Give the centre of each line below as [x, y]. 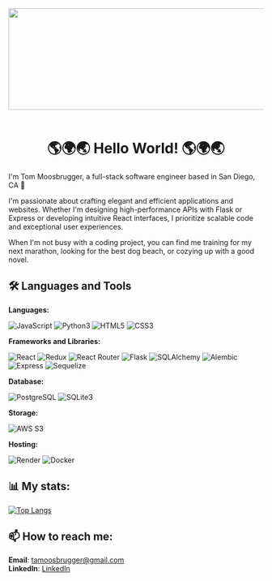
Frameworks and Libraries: [55, 341]
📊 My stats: [39, 486]
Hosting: [23, 444]
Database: [26, 381]
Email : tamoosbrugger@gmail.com [66, 560]
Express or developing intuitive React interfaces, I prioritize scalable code [131, 217]
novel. [19, 260]
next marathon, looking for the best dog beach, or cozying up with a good [132, 251]
